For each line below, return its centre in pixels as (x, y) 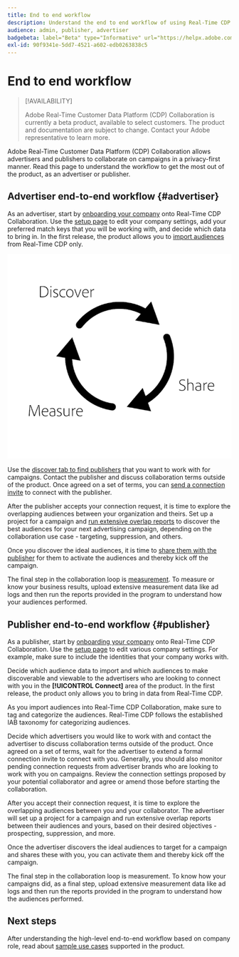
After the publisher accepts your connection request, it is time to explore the (119, 506)
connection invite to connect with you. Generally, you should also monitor (115, 759)
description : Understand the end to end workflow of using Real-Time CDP (119, 22)
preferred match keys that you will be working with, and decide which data (117, 229)
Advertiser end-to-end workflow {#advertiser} (113, 196)
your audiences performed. (47, 602)
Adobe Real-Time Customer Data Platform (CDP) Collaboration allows (109, 152)
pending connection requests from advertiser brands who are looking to (113, 766)
